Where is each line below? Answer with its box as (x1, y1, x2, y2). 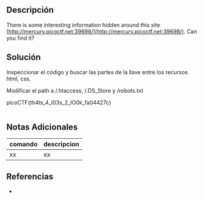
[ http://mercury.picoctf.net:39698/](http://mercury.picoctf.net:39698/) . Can (6, 28, 197, 35)
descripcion (43, 140, 80, 149)
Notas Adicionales (6, 122, 78, 133)
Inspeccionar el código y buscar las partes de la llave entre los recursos (6, 68, 188, 76)
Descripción (6, 5, 54, 15)
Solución (6, 52, 41, 63)
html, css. (6, 75, 31, 82)
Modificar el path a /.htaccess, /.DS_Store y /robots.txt (6, 87, 144, 94)
